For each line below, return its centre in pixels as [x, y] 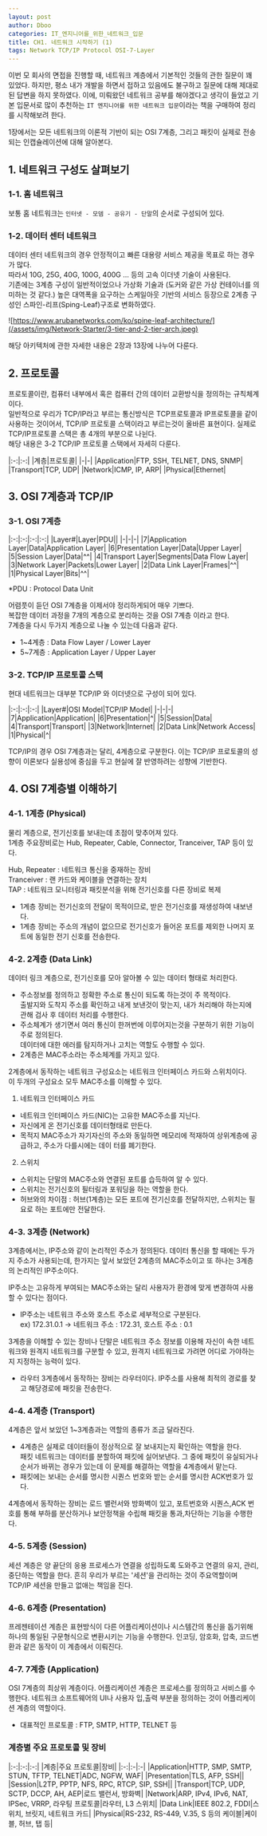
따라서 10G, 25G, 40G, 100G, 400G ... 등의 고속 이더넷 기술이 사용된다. [120, 274]
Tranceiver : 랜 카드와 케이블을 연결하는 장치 [78, 879]
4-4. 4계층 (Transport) [52, 1411]
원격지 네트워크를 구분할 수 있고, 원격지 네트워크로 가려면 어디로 [128, 1352]
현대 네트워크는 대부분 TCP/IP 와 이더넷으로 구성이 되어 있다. [102, 693]
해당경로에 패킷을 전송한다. [70, 1388]
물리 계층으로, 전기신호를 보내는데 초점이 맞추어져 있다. [93, 832]
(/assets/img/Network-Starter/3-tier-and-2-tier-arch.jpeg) [103, 329]
